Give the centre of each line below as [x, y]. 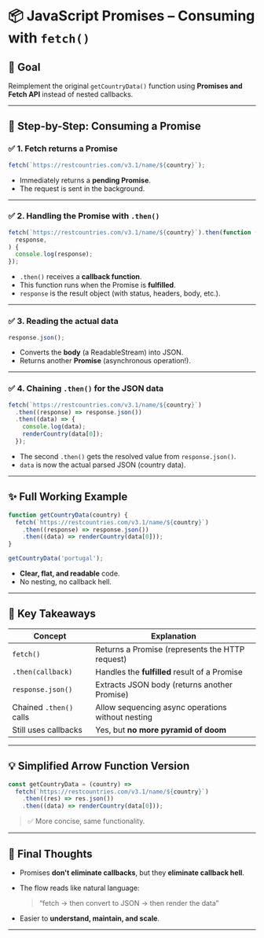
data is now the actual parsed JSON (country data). [103, 465]
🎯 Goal [24, 67]
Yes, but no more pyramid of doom [161, 730]
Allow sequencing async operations [161, 707]
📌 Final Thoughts [50, 853]
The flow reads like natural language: [79, 888]
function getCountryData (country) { [68, 515]
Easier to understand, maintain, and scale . [89, 918]
